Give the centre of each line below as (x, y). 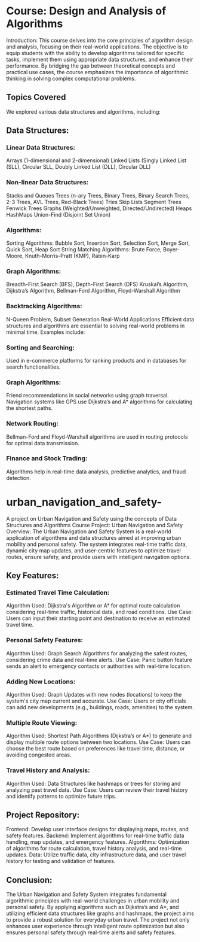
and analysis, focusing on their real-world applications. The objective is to (97, 47)
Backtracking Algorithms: (44, 306)
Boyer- (172, 250)
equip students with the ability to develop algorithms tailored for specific (95, 53)
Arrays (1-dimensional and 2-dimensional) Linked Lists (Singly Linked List (96, 160)
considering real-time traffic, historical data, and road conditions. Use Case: (99, 612)
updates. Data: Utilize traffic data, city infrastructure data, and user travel (96, 855)
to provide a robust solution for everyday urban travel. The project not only (98, 920)
